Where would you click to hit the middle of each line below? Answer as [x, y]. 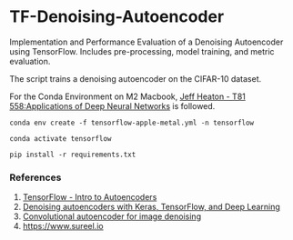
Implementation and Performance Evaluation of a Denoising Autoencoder [146, 42]
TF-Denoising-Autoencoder [117, 17]
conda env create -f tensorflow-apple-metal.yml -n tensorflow [132, 123]
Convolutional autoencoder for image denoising [112, 216]
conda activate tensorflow [61, 138]
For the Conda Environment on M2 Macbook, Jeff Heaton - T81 [127, 96]
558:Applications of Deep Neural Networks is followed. [112, 105]
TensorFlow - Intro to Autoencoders [90, 197]
